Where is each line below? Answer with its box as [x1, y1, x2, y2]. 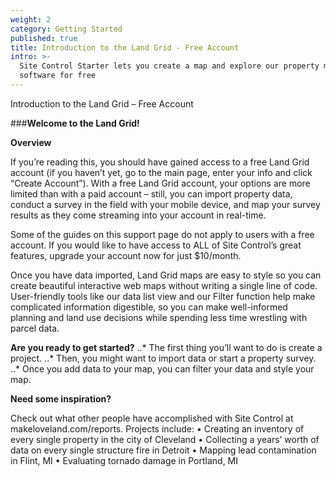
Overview [10, 136, 52, 148]
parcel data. [10, 322, 60, 334]
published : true [10, 33, 78, 43]
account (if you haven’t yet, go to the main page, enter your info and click [10, 166, 313, 178]
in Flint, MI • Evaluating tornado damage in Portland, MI [10, 454, 239, 466]
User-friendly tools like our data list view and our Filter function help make [10, 290, 316, 302]
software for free [19, 71, 97, 81]
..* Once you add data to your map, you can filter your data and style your [10, 362, 315, 375]
